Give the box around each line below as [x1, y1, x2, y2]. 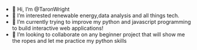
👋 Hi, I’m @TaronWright [11, 6, 70, 12]
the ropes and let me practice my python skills [11, 37, 127, 44]
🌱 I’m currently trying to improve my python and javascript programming [11, 18, 192, 25]
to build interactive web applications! [11, 24, 104, 32]
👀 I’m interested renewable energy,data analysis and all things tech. [11, 12, 180, 19]
